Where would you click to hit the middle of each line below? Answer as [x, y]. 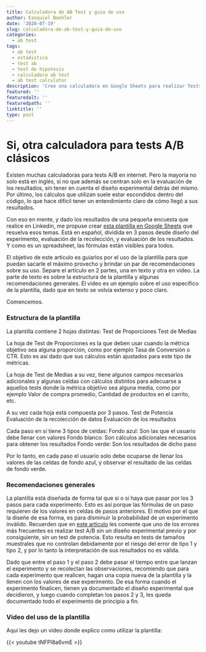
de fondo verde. [27, 469]
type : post [20, 115]
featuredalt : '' [27, 98]
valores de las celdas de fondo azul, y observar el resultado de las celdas [99, 462]
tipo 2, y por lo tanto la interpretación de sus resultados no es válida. [93, 550]
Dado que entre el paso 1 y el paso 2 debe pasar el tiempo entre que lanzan [102, 562]
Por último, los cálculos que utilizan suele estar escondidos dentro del [95, 194]
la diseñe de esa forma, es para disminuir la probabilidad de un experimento [102, 517]
